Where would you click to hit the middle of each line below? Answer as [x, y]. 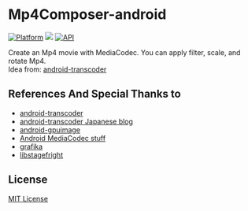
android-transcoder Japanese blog [76, 121]
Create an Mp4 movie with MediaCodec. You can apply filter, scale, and [124, 52]
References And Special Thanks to [94, 94]
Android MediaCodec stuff [63, 138]
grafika [31, 146]
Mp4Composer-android [87, 15]
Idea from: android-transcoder [57, 69]
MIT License [28, 198]
